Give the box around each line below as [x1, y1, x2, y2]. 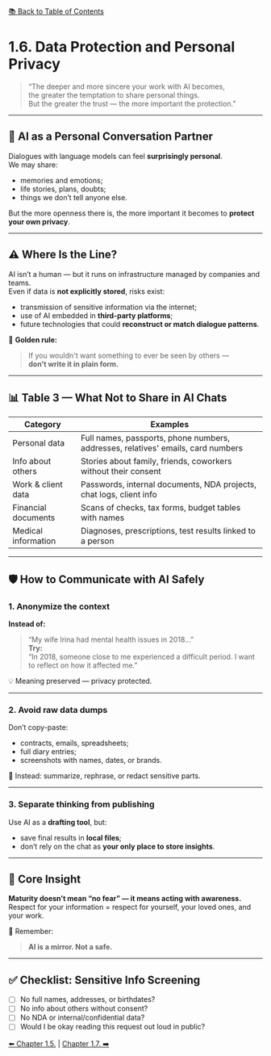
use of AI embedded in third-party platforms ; [19, 310, 173, 321]
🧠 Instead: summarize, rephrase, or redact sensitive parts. [8, 771, 201, 781]
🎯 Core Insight [8, 873, 81, 886]
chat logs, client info [80, 489, 157, 501]
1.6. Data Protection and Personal [8, 38, 236, 57]
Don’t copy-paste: [8, 723, 69, 732]
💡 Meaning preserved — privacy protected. [8, 677, 152, 686]
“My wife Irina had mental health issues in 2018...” [27, 635, 194, 644]
